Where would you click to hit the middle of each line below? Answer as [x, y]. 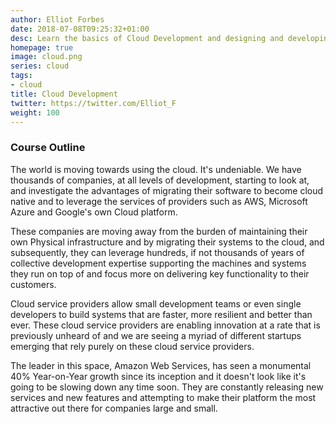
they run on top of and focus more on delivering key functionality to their [160, 273]
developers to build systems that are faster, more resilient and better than [161, 314]
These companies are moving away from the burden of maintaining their [159, 231]
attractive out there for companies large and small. [114, 408]
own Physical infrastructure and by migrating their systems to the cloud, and [167, 242]
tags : [21, 76]
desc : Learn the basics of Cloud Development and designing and [147, 38]
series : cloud [40, 66]
